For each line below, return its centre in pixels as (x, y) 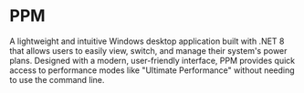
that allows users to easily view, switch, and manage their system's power (148, 50)
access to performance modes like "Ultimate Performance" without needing (152, 70)
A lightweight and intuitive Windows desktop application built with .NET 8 (147, 41)
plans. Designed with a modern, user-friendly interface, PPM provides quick (152, 60)
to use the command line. (57, 79)
